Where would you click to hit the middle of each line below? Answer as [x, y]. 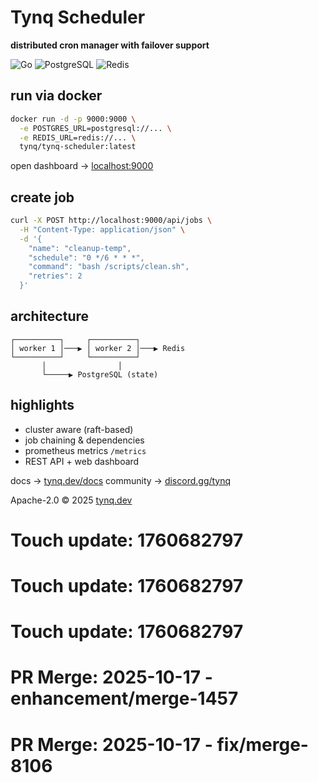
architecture [50, 316]
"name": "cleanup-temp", [80, 248]
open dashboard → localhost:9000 [82, 166]
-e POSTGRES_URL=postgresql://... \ [95, 128]
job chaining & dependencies [84, 440]
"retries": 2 [55, 276]
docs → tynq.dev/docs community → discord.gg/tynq [121, 480]
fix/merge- [262, 744]
